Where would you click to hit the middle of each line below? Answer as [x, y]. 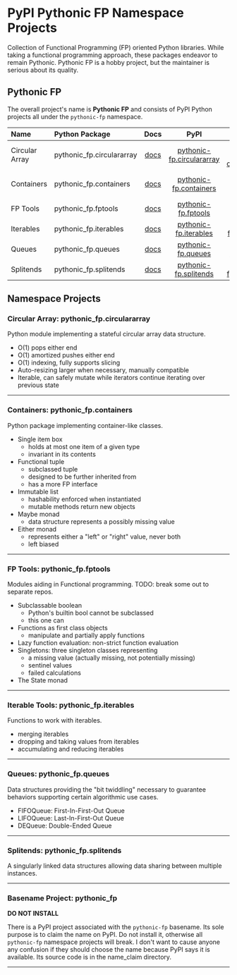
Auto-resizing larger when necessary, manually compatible [103, 370]
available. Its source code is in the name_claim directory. [89, 957]
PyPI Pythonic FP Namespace [96, 13]
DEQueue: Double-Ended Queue [65, 826]
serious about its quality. [43, 70]
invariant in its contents [62, 454]
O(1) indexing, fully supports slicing [69, 363]
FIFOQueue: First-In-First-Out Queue [71, 810]
